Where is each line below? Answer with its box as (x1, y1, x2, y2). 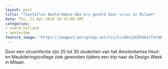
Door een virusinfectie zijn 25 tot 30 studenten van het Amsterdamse (5, 48, 147, 55)
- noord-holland (5, 26, 39, 31)
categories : (5, 21, 30, 26)
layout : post (5, 7, 32, 12)
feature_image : (5, 35, 37, 40)
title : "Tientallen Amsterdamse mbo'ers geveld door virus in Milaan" (5, 12, 155, 17)
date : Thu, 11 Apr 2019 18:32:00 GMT (5, 16, 84, 21)
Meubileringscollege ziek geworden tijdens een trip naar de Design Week (11, 54, 162, 60)
